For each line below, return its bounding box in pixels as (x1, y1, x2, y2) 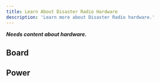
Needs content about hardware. (6, 30, 87, 37)
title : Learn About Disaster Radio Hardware (6, 8, 118, 15)
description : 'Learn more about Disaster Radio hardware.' (6, 14, 155, 20)
